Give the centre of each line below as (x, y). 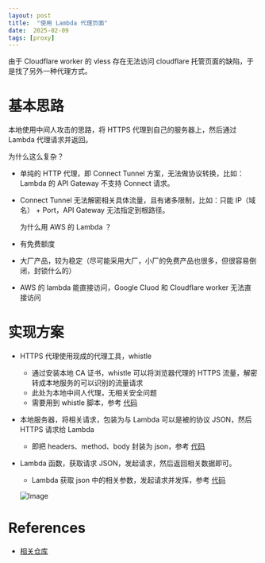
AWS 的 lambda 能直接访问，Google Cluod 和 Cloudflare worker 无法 (132, 287)
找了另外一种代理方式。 (53, 71)
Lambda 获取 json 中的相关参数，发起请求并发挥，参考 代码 (129, 480)
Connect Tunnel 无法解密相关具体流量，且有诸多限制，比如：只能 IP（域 (138, 200)
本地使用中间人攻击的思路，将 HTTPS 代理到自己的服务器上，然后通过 (123, 130)
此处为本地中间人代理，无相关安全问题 (94, 393)
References (47, 528)
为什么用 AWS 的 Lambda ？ (66, 227)
